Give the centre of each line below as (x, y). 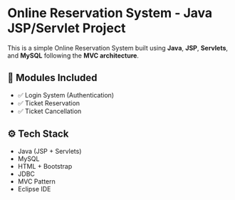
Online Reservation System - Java (110, 13)
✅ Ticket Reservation (49, 103)
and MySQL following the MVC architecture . (73, 56)
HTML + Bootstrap (45, 166)
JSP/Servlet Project (67, 28)
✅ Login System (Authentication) (66, 95)
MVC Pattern (36, 181)
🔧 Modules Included (52, 78)
